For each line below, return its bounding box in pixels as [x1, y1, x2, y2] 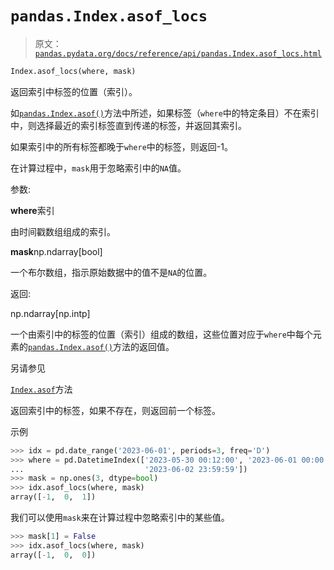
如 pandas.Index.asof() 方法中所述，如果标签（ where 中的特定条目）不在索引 [10, 107, 320, 119]
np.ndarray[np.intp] [10, 307, 91, 319]
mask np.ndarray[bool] [10, 245, 103, 257]
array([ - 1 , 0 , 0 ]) [10, 550, 97, 560]
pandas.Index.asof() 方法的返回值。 [28, 340, 175, 352]
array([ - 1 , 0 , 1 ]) [10, 492, 97, 502]
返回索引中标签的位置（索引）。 [10, 85, 138, 97]
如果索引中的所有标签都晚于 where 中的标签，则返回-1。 [10, 140, 233, 152]
